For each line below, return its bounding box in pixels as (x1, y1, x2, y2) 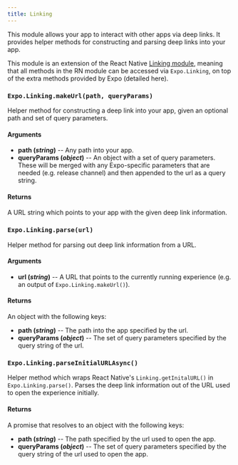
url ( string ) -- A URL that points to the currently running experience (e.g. (17, 272, 232, 281)
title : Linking (7, 10, 53, 18)
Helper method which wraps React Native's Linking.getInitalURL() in (7, 373, 214, 382)
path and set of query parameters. (7, 113, 108, 122)
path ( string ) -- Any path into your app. (17, 146, 134, 155)
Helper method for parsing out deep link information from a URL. (7, 240, 197, 249)
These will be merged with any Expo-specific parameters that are (17, 161, 210, 169)
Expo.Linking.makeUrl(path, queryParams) (7, 92, 153, 100)
